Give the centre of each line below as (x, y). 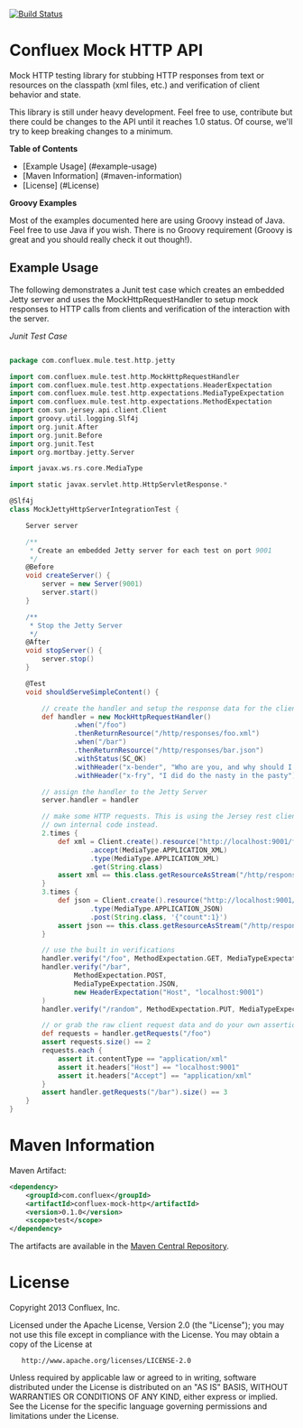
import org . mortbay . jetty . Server (72, 452)
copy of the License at (51, 1344)
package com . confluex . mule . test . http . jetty (92, 360)
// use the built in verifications (109, 950)
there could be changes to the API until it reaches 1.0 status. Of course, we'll (151, 121)
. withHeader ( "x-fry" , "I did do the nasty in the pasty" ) (185, 775)
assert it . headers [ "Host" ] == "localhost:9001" (149, 1067)
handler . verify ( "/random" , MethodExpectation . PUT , (139, 1009)
